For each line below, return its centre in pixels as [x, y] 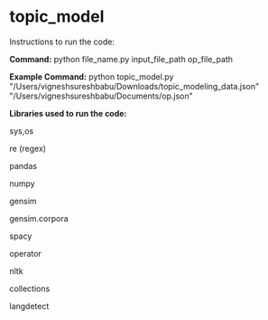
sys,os [22, 131]
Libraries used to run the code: [68, 113]
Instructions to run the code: [62, 42]
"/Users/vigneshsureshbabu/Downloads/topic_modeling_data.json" [134, 86]
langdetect [29, 306]
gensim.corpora [39, 218]
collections [30, 288]
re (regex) [28, 148]
